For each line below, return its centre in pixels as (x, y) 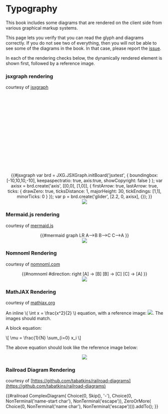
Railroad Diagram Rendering (40, 370)
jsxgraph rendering (29, 76)
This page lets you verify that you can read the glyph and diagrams (75, 38)
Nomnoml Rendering (31, 253)
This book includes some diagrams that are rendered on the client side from (84, 23)
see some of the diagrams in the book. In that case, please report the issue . (83, 48)
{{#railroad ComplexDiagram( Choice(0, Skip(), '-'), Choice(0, (69, 396)
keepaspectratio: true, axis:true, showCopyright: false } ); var (100, 180)
